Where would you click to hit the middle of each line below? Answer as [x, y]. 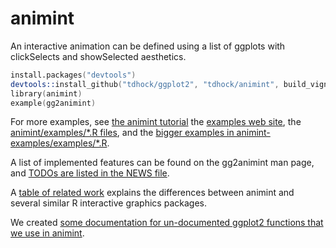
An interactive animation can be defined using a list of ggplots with [148, 46]
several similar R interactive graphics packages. [108, 203]
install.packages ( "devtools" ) [73, 75]
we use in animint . [47, 233]
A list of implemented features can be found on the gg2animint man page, [162, 163]
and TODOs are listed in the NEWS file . [90, 173]
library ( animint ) [46, 93]
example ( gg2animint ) [53, 103]
